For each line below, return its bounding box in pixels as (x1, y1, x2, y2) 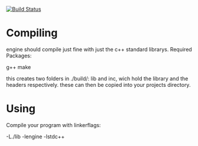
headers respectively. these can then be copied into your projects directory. (6, 81, 191, 88)
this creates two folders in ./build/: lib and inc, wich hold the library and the (6, 74, 189, 82)
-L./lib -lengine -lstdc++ (6, 133, 65, 140)
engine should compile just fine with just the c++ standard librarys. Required (6, 46, 192, 53)
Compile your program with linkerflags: (6, 121, 101, 128)
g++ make (6, 63, 31, 70)
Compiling (6, 27, 58, 40)
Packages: (6, 52, 32, 59)
